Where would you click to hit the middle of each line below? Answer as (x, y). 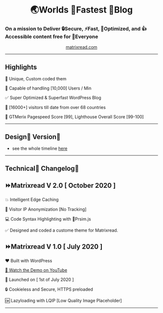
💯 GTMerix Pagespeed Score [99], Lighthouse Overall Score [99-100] (74, 117)
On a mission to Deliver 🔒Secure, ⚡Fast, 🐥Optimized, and (73, 29)
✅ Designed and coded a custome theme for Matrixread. (62, 230)
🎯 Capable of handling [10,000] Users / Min (48, 88)
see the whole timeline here (40, 148)
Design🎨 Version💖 (33, 137)
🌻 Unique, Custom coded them (36, 79)
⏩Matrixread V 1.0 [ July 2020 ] (54, 247)
